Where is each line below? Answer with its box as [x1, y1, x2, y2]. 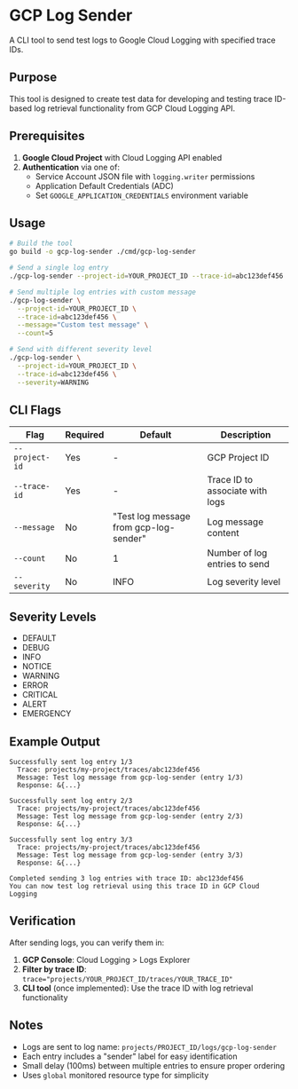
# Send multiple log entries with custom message [9, 288, 197, 296]
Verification [9, 913, 76, 928]
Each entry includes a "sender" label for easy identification [21, 1051, 238, 1061]
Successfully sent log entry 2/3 [9, 796, 133, 805]
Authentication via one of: [21, 162, 120, 172]
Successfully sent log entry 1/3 [9, 757, 133, 766]
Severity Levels [9, 609, 97, 624]
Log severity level [207, 576, 281, 588]
